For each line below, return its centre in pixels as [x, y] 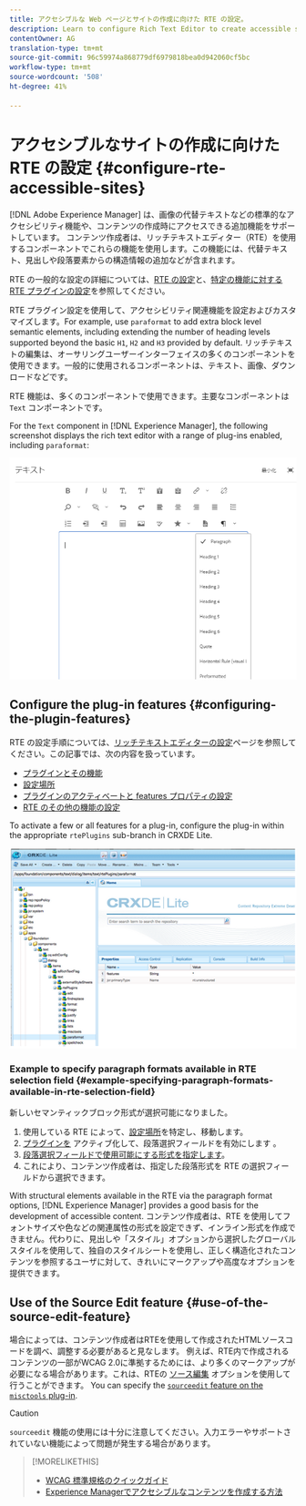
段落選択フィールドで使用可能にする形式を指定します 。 [126, 1155]
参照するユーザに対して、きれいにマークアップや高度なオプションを [168, 1262]
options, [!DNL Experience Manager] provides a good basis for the [134, 1205]
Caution [24, 1413]
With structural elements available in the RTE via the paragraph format [141, 1196]
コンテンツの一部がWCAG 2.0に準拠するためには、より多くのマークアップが [153, 1363]
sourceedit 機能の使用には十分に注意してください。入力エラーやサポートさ [150, 1432]
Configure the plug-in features [98, 705]
